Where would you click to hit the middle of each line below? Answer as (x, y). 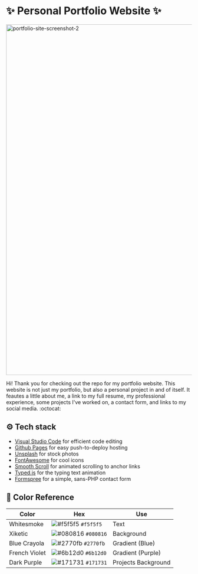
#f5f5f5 (91, 524)
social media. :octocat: (34, 408)
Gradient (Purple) (137, 553)
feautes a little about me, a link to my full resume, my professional (86, 396)
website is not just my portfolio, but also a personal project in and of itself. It (98, 389)
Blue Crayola (27, 543)
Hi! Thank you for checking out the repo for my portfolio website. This (91, 383)
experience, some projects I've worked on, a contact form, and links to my (96, 402)
